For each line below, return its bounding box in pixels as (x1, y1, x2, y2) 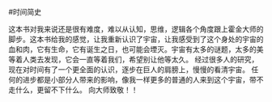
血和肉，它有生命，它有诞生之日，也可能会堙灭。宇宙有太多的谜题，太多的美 (8, 45, 264, 54)
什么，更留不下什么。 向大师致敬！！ (15, 85, 138, 95)
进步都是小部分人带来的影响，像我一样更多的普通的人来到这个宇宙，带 (22, 75, 257, 84)
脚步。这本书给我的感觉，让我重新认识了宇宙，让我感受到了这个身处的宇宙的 (8, 35, 264, 44)
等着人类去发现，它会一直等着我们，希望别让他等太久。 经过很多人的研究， (8, 55, 259, 64)
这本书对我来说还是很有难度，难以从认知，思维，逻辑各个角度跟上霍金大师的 (8, 24, 264, 34)
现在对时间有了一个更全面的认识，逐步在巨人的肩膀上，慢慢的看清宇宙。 (8, 65, 249, 74)
